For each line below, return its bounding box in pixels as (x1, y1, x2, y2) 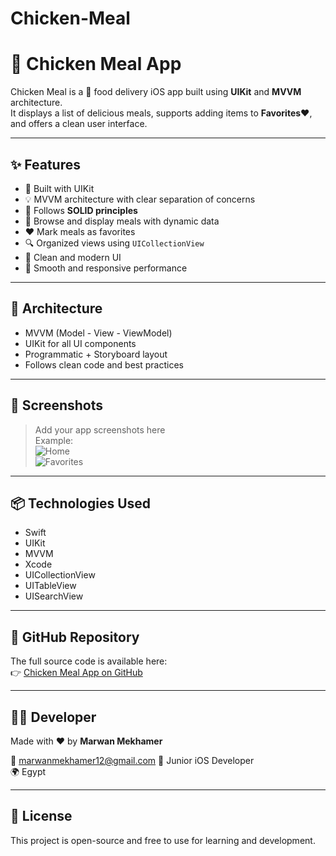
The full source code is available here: (10, 655, 168, 667)
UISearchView (24, 590, 84, 602)
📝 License (10, 808, 73, 825)
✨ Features (10, 156, 81, 173)
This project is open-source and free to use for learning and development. (10, 834, 316, 846)
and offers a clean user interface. (10, 118, 148, 130)
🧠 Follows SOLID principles (24, 204, 138, 216)
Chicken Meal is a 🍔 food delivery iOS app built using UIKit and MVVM (10, 86, 302, 98)
